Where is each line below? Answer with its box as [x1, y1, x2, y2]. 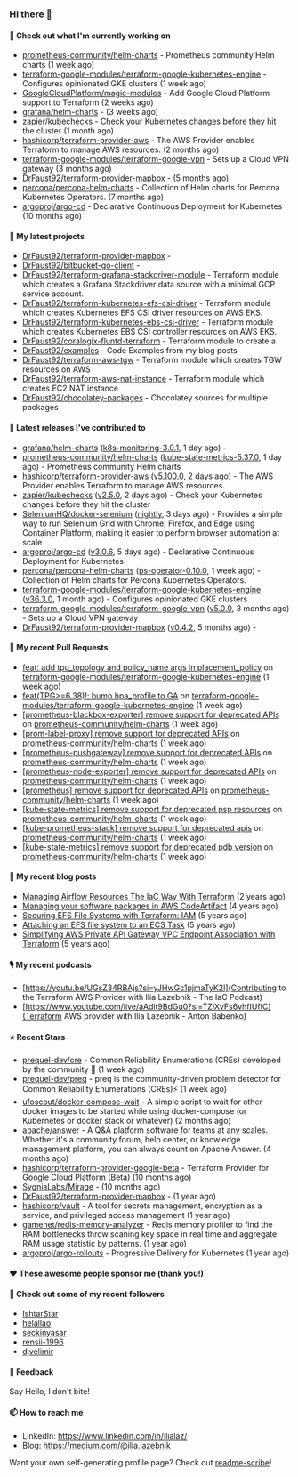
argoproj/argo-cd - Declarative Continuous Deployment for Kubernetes [21, 201, 283, 212]
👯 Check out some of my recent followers [9, 1288, 165, 1299]
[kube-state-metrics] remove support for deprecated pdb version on [21, 841, 274, 852]
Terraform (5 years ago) [21, 938, 110, 948]
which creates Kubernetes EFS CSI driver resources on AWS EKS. [21, 307, 263, 319]
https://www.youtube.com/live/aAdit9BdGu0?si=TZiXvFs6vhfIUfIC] [25, 1001, 271, 1013]
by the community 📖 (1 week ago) [21, 1064, 145, 1075]
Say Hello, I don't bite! [9, 1386, 91, 1397]
